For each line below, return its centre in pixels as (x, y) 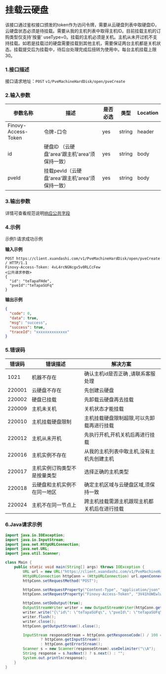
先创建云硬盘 (99, 390)
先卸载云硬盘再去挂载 (109, 399)
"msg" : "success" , (29, 323)
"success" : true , (27, 327)
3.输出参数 (18, 201)
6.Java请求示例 (23, 524)
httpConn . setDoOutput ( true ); (53, 603)
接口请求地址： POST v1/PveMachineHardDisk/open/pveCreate (65, 81)
